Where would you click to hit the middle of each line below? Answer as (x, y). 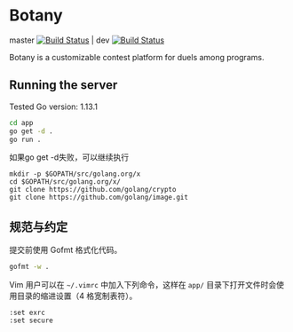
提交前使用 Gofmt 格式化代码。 (66, 250)
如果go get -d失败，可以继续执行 (69, 157)
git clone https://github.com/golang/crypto (93, 190)
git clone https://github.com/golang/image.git (99, 198)
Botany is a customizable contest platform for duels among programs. (137, 57)
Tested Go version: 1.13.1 (53, 107)
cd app (21, 123)
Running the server (63, 85)
